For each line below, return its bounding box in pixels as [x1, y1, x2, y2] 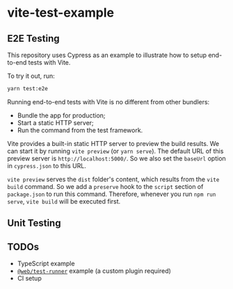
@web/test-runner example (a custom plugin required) [17, 267, 172, 275]
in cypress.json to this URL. [7, 161, 87, 170]
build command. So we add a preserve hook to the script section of [7, 182, 204, 190]
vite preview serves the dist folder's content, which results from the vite [7, 175, 220, 183]
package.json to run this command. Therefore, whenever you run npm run [7, 190, 216, 198]
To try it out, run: [7, 72, 56, 80]
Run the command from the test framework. [17, 126, 143, 134]
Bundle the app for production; [17, 111, 106, 119]
